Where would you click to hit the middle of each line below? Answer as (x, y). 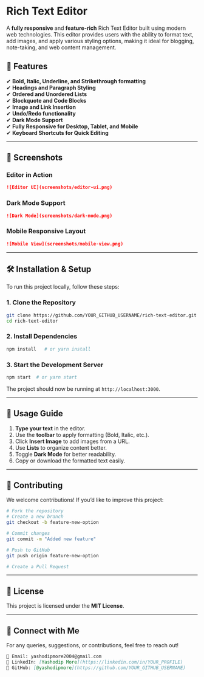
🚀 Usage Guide (35, 414)
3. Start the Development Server (55, 365)
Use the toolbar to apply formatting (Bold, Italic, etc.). (82, 435)
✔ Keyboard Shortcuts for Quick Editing (58, 132)
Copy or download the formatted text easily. (70, 461)
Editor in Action (29, 175)
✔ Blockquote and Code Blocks (46, 100)
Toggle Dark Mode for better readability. (66, 454)
